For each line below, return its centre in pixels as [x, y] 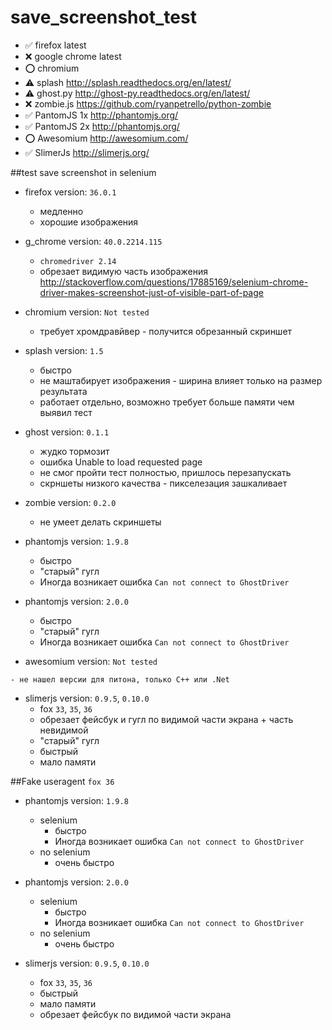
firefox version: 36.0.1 [70, 192]
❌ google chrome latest [73, 56]
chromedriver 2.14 [78, 261]
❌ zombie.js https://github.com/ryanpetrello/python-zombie [148, 103]
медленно [61, 211]
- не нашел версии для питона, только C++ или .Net [120, 679]
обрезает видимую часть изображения [124, 271]
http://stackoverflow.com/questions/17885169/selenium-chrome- [174, 282]
